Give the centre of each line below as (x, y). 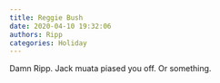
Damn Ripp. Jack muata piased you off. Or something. (110, 69)
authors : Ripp (36, 34)
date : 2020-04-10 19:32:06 (60, 26)
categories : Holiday (49, 43)
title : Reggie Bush (46, 18)
